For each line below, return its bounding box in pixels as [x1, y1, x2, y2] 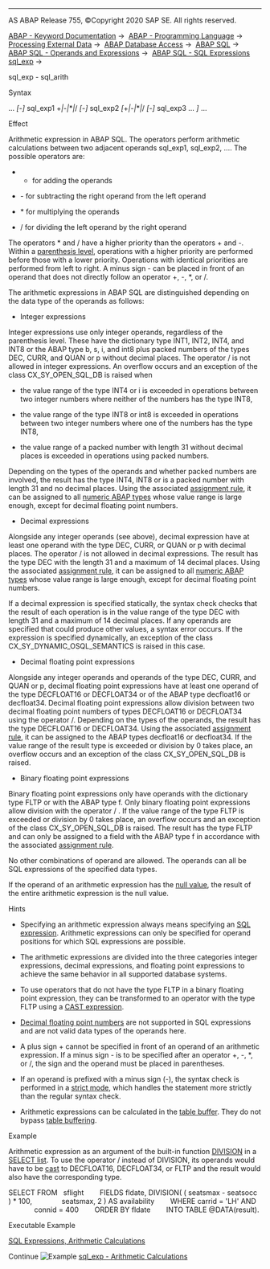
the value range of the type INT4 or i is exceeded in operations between [19, 386, 259, 395]
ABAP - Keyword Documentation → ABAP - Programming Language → [8, 31, 243, 40]
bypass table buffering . [19, 1115, 97, 1125]
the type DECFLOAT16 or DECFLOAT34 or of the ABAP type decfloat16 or [8, 690, 251, 699]
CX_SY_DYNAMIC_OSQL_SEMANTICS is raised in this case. [8, 641, 206, 651]
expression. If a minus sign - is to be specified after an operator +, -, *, [19, 1050, 253, 1059]
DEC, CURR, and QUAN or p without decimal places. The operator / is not [8, 353, 251, 362]
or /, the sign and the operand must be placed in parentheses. [19, 1058, 225, 1068]
